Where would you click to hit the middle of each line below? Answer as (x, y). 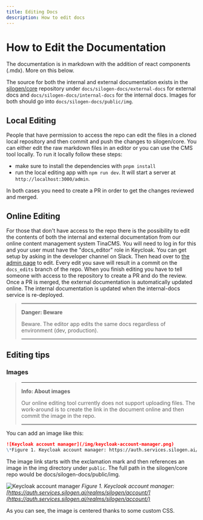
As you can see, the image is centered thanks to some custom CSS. (91, 510)
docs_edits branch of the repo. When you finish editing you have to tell (94, 269)
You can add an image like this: (45, 433)
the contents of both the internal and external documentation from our (94, 237)
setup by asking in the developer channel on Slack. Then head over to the (98, 256)
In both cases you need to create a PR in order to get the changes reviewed (100, 190)
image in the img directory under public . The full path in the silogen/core (97, 468)
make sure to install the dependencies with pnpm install (85, 166)
